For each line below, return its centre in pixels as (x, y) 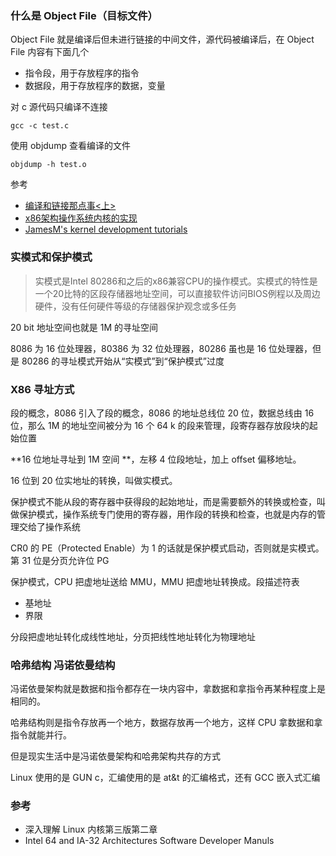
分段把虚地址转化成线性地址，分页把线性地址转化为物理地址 (133, 636)
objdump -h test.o (48, 165)
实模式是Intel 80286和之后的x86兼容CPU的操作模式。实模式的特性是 (176, 281)
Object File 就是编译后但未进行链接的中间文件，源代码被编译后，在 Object (162, 39)
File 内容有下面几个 (50, 52)
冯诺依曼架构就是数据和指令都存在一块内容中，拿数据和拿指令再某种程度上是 (168, 689)
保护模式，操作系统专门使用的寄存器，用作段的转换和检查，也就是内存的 (167, 514)
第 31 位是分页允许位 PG (60, 560)
